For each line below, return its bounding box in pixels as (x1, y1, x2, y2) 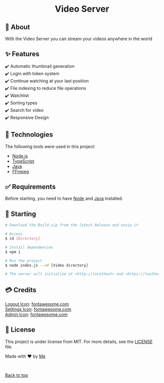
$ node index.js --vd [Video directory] (5, 263, 89, 268)
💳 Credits (5, 286, 37, 294)
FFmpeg (12, 169, 29, 174)
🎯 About (5, 23, 30, 31)
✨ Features (5, 50, 40, 58)
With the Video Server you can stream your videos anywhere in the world (5, 36, 153, 42)
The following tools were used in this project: (5, 143, 96, 149)
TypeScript (12, 158, 35, 164)
